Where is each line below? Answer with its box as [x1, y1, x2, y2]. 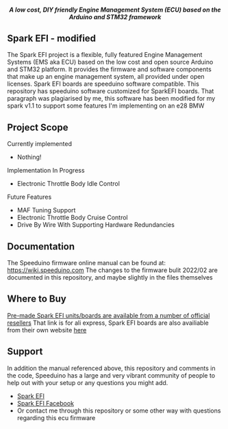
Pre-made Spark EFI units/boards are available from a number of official [7, 311, 210, 319]
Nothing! [16, 153, 42, 161]
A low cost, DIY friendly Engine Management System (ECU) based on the [9, 5, 221, 14]
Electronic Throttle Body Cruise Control [16, 213, 128, 222]
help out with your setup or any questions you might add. [7, 378, 168, 387]
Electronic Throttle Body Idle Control [16, 180, 120, 188]
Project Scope [7, 121, 68, 133]
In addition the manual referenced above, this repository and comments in [7, 364, 216, 372]
